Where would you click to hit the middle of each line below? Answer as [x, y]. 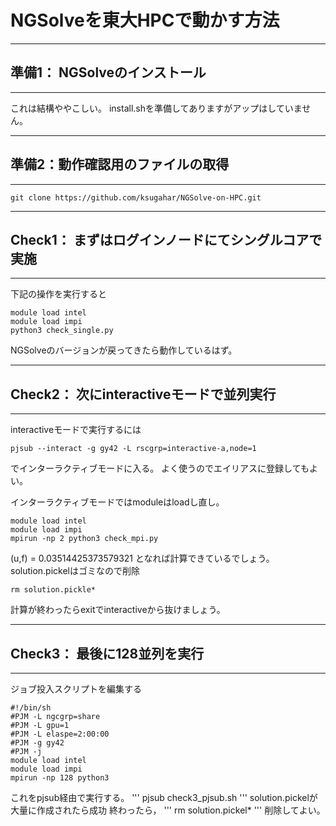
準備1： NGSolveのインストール [108, 72]
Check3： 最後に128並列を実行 [107, 653]
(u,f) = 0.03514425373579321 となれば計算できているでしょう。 [142, 558]
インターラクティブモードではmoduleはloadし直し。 [117, 502]
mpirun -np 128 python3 [60, 778]
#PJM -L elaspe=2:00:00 [60, 734]
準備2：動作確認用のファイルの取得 [120, 164]
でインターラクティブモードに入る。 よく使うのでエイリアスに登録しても [160, 468]
